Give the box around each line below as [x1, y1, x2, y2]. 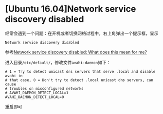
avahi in [5, 73, 23, 78]
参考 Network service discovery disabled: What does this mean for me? [5, 49, 147, 55]
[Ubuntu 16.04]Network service [5, 3, 136, 15]
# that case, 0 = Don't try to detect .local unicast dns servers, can [5, 78, 153, 82]
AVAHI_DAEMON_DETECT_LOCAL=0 [5, 95, 64, 99]
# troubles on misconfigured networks [5, 86, 84, 91]
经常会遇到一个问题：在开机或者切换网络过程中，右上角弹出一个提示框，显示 [5, 30, 159, 36]
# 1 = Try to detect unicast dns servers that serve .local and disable [5, 69, 156, 74]
